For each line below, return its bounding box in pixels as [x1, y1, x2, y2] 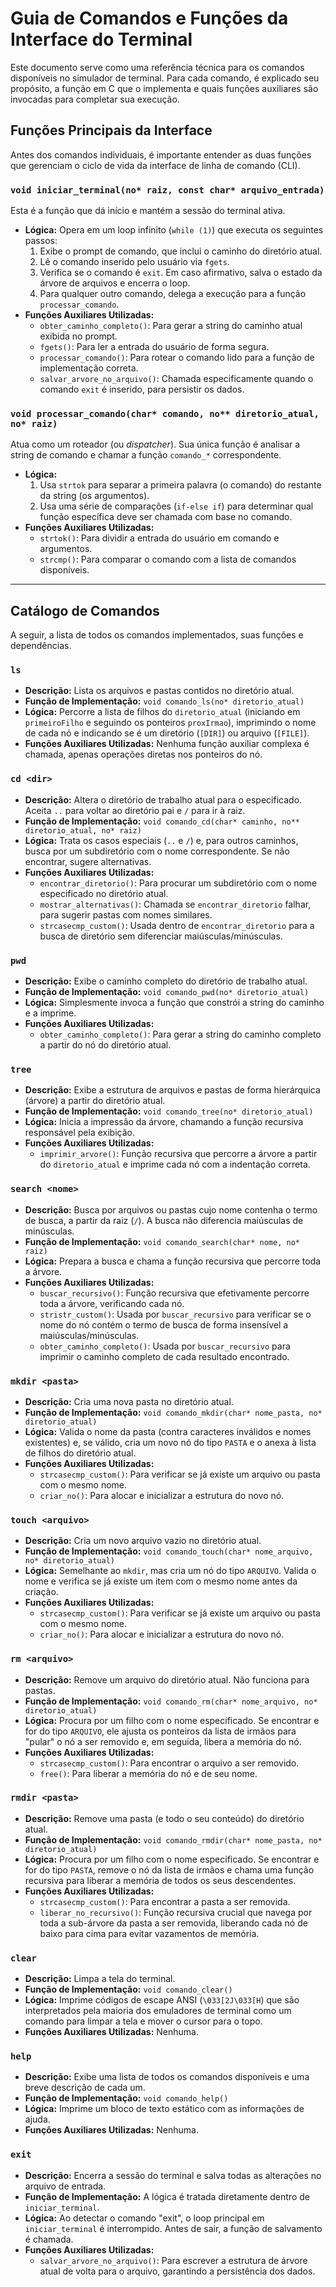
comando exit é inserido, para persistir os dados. [39, 383, 245, 396]
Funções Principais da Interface [10, 122, 213, 139]
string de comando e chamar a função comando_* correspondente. [10, 449, 282, 461]
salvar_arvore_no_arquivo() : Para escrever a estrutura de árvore [39, 2254, 308, 2266]
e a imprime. [24, 1007, 77, 1019]
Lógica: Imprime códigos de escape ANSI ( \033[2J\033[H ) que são [24, 1994, 300, 2006]
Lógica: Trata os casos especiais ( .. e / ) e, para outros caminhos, [24, 834, 299, 846]
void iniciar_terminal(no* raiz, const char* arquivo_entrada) [10, 184, 325, 196]
